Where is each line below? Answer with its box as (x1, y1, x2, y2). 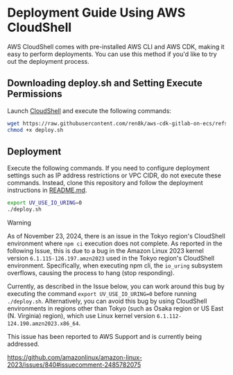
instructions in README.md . (7, 186, 87, 195)
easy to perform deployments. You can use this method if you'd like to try (7, 50, 217, 58)
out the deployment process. (7, 57, 90, 65)
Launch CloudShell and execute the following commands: (7, 106, 172, 115)
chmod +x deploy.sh (7, 126, 64, 133)
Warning (7, 218, 31, 227)
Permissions (7, 88, 62, 100)
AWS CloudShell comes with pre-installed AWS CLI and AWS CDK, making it (7, 42, 225, 51)
